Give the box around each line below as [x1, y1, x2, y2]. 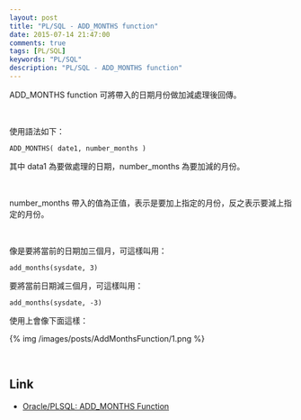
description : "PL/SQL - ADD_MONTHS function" [9, 64, 182, 73]
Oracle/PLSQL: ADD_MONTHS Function [22, 400, 170, 411]
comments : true [9, 38, 66, 48]
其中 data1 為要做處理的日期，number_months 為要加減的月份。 [9, 160, 245, 171]
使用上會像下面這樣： [9, 315, 88, 325]
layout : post [9, 13, 58, 23]
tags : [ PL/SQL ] [9, 47, 66, 56]
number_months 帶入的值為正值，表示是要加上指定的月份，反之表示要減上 [9, 197, 285, 208]
